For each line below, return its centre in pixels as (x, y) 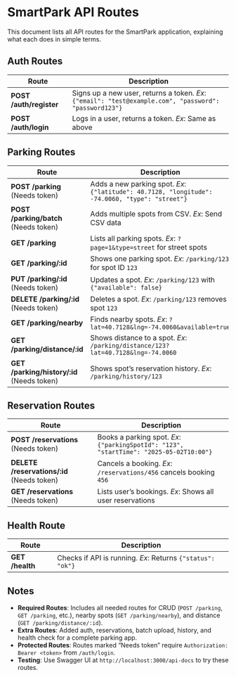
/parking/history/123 (126, 376)
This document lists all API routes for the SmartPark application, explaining (115, 32)
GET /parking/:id (39, 263)
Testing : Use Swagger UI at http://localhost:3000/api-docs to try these (123, 660)
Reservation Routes (51, 405)
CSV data (106, 222)
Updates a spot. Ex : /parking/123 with (153, 280)
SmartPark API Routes (73, 12)
